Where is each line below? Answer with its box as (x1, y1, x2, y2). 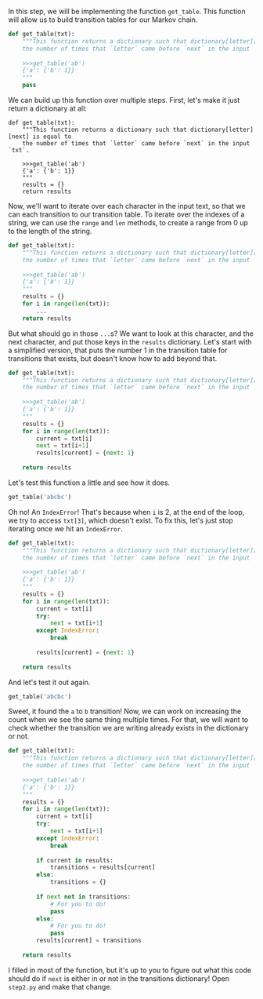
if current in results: (36, 856, 113, 864)
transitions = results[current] (49, 863, 156, 872)
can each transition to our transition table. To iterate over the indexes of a (8, 210, 245, 219)
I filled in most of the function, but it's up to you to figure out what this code (8, 965, 252, 975)
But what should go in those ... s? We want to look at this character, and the (8, 329, 254, 338)
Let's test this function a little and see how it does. (8, 478, 171, 487)
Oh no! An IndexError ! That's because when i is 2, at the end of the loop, (8, 507, 245, 516)
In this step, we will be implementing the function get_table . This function (8, 7, 246, 16)
